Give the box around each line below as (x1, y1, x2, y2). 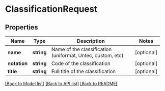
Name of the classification (51, 46, 112, 53)
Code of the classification (51, 60, 110, 67)
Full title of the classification (51, 68, 116, 75)
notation (7, 60, 28, 67)
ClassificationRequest (5, 3, 98, 15)
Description (77, 38, 105, 44)
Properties (5, 23, 38, 31)
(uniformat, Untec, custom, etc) (51, 52, 124, 59)
